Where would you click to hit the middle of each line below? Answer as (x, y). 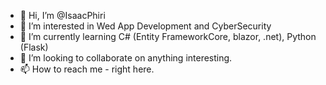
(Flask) (34, 47)
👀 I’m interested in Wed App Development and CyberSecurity (145, 26)
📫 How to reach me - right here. (87, 69)
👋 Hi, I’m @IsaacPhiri (62, 15)
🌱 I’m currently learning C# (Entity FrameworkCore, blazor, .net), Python (168, 36)
